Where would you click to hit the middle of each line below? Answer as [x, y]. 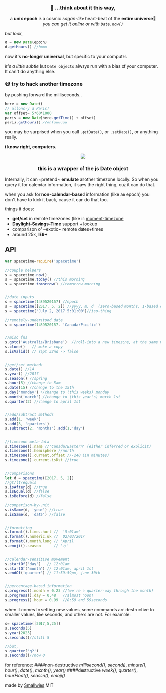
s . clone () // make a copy [34, 347]
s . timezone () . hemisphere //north [40, 451]
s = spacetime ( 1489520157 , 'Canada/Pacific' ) [53, 325]
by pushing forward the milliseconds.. [43, 95]
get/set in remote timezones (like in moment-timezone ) [68, 219]
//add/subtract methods [30, 414]
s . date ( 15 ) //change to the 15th [40, 388]
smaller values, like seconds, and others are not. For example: [68, 614]
